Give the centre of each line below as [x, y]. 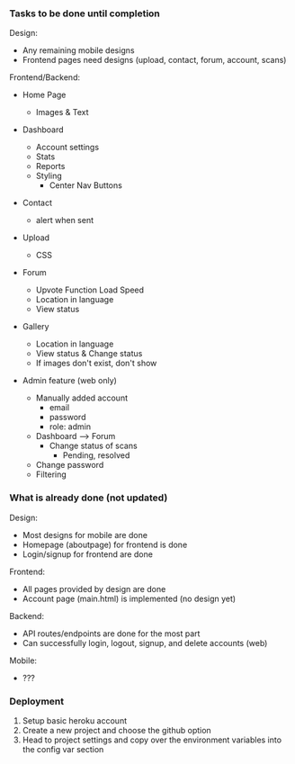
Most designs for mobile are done [85, 535]
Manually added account [82, 398]
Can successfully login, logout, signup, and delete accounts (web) [145, 643]
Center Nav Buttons [86, 185]
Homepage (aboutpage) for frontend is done [105, 544]
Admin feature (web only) [69, 381]
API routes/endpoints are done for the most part [111, 634]
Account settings [67, 148]
